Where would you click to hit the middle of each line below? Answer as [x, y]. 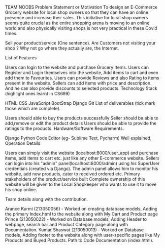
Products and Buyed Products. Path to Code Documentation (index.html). [79, 240]
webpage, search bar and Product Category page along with [66, 225]
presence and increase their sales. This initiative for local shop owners [77, 18]
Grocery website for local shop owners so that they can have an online [77, 12]
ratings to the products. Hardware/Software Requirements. [65, 128]
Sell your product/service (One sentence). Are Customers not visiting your [81, 43]
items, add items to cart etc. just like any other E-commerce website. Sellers [82, 158]
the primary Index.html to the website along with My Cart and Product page [82, 214]
